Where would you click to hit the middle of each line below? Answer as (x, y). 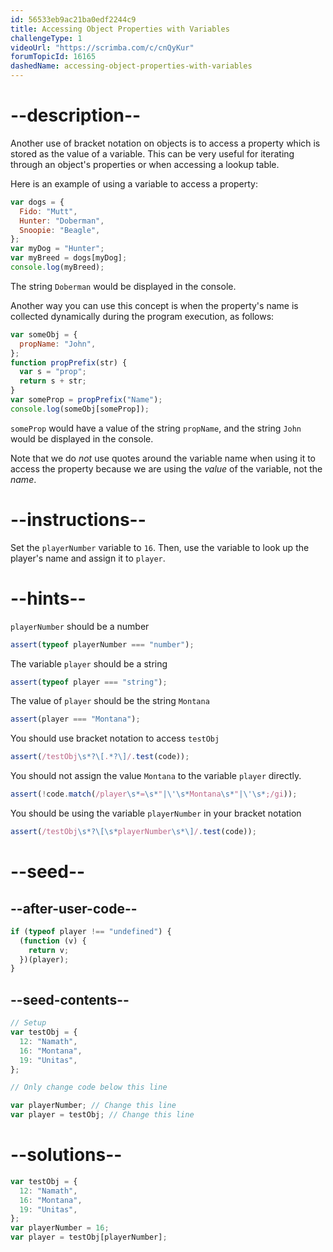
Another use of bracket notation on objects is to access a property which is (165, 143)
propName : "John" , (58, 344)
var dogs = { (37, 202)
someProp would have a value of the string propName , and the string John (156, 428)
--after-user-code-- (74, 908)
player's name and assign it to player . (88, 558)
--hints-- (48, 598)
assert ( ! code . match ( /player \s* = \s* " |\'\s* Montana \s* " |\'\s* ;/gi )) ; (154, 794)
